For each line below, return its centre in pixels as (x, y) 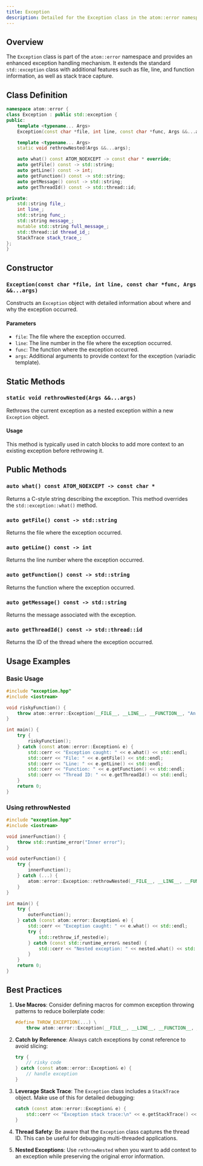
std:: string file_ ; (42, 204)
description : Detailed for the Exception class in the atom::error (93, 18)
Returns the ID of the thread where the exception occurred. (80, 642)
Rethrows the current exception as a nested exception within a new (90, 410)
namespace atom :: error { (37, 109)
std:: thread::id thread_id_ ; (54, 232)
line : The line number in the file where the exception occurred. (93, 343)
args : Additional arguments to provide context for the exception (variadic (105, 356)
